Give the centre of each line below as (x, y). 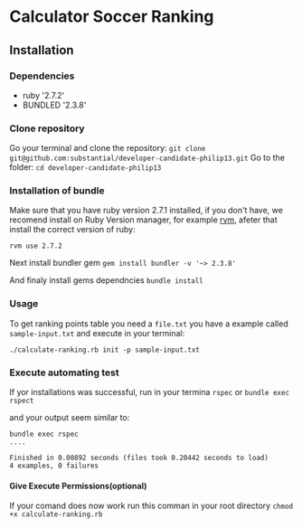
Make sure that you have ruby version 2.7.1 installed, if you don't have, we (146, 211)
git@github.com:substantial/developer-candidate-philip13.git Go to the (147, 158)
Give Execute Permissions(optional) (78, 486)
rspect (22, 401)
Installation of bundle (57, 191)
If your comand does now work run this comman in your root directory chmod (151, 506)
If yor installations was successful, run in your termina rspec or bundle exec (150, 392)
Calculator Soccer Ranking (112, 17)
